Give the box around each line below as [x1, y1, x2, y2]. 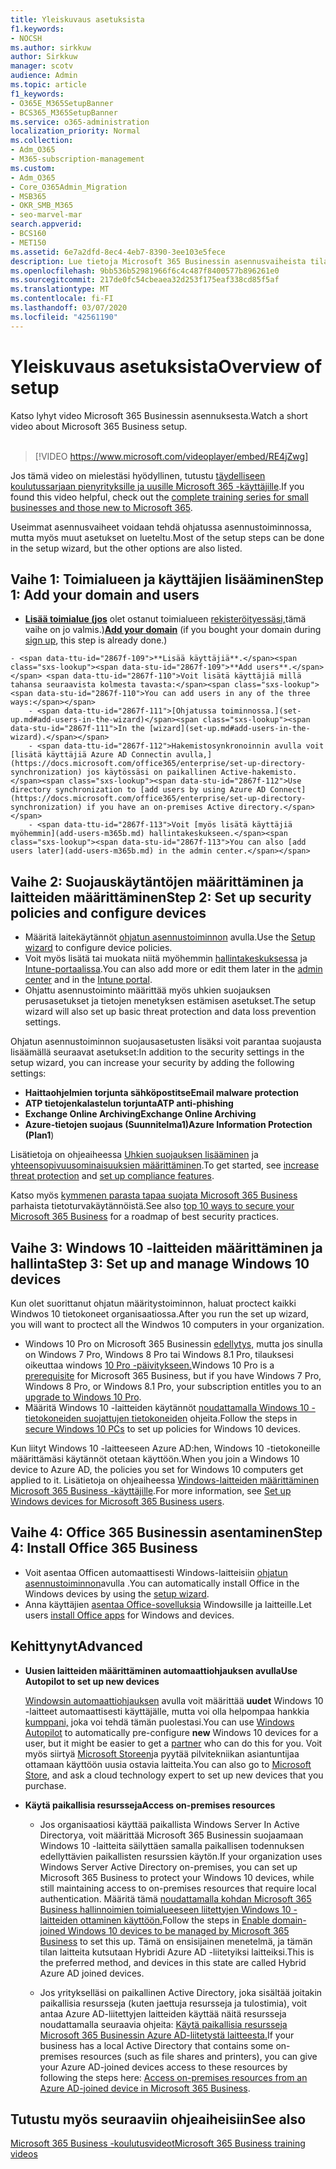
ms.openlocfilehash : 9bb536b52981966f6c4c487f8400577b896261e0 [10, 266, 280, 276]
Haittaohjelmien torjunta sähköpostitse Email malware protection [24, 1087, 300, 1099]
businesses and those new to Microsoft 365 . [10, 501, 193, 513]
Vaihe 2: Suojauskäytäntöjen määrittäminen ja [10, 873, 304, 890]
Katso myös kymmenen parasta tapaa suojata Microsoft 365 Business [10, 1189, 298, 1201]
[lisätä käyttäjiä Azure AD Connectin [10, 750, 172, 760]
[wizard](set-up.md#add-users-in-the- [148, 724, 311, 734]
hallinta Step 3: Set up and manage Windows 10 [10, 1255, 310, 1272]
